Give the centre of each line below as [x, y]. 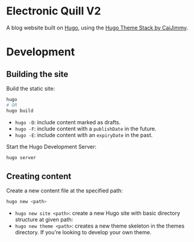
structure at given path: [44, 220]
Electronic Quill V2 [54, 11]
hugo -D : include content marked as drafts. [68, 122]
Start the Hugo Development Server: [52, 147]
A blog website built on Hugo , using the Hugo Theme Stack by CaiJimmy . [97, 28]
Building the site [37, 74]
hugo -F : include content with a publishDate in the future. [86, 129]
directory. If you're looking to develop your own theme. [83, 232]
